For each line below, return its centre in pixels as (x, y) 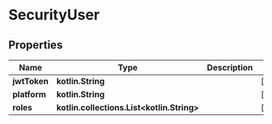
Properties (36, 45)
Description (230, 68)
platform (30, 94)
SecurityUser (54, 15)
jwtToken (30, 81)
